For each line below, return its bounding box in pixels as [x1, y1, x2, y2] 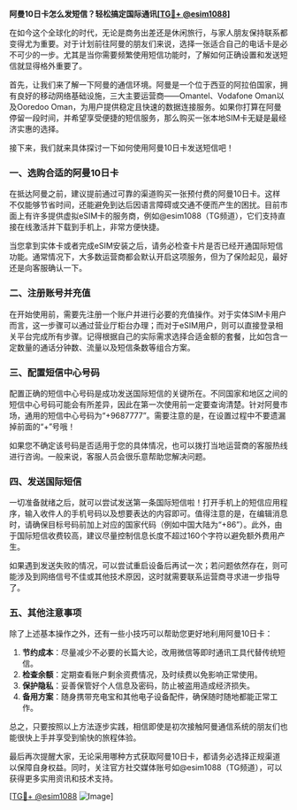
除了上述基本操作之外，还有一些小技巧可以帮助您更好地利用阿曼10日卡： [9, 629, 273, 639]
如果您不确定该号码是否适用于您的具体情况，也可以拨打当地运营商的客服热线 [9, 440, 288, 451]
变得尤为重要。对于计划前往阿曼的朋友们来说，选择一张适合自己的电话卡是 [9, 39, 280, 49]
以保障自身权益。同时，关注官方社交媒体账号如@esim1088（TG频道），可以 [9, 762, 283, 773]
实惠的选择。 [16, 124, 64, 134]
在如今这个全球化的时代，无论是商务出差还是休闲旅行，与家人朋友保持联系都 [9, 27, 288, 38]
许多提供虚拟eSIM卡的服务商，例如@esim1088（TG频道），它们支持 [32, 211, 278, 221]
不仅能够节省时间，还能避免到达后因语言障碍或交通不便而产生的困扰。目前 [9, 199, 280, 211]
